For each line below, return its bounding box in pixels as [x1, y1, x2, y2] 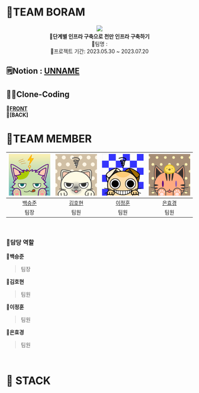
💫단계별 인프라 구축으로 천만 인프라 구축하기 [49, 33, 150, 40]
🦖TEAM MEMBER [6, 132, 92, 146]
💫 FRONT [6, 105, 28, 112]
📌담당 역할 [6, 238, 34, 246]
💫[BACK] [6, 111, 28, 118]
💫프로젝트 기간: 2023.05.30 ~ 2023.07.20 [50, 48, 149, 55]
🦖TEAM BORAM [6, 5, 86, 19]
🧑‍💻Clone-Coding [6, 89, 70, 99]
